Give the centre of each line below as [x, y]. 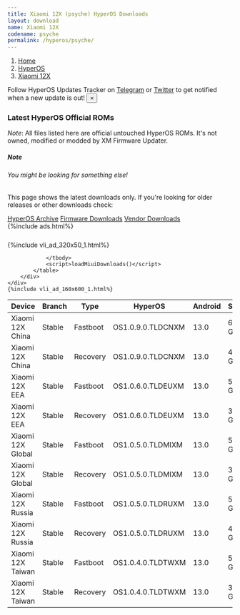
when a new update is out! [46, 98]
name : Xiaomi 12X [33, 27]
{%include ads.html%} [40, 226]
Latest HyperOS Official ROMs [61, 118]
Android [207, 306]
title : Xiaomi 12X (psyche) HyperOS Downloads [78, 14]
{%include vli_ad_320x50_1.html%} [58, 245]
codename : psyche [33, 34]
